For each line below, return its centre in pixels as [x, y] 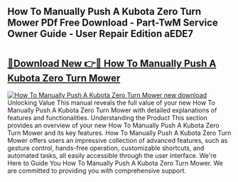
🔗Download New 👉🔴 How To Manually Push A [112, 63]
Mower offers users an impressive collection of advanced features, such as [118, 140]
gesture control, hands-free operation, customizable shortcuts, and [106, 148]
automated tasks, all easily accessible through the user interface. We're [112, 155]
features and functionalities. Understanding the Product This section [108, 118]
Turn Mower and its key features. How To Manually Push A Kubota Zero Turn [119, 133]
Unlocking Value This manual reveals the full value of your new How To [111, 103]
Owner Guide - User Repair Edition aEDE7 [101, 34]
